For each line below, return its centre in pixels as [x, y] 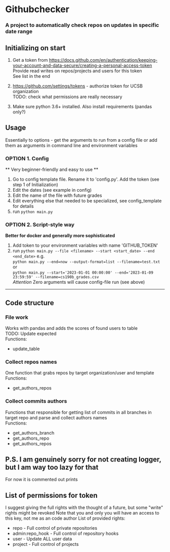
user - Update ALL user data [42, 539]
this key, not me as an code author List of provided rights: [65, 518]
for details [23, 206]
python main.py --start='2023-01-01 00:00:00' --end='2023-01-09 [83, 273]
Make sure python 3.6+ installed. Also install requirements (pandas [82, 106]
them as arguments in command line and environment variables [71, 145]
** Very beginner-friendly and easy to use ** [52, 169]
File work [17, 317]
